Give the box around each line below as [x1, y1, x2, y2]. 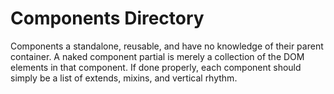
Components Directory [10, 7, 205, 30]
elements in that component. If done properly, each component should [10, 61, 302, 73]
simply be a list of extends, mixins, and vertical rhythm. [10, 72, 238, 84]
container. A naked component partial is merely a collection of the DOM [10, 50, 305, 62]
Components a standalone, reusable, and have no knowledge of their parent [10, 40, 324, 52]
